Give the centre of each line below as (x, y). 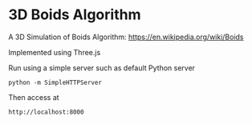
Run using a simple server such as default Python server (102, 68)
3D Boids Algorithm (75, 15)
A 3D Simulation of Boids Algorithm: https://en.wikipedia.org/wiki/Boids (126, 37)
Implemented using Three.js (55, 52)
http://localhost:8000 (46, 112)
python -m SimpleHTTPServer (55, 82)
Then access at (34, 97)
